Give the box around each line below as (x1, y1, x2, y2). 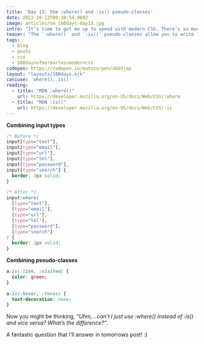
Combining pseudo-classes (6, 257, 78, 264)
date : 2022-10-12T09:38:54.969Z (6, 15, 88, 21)
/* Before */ (6, 133, 39, 140)
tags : (6, 37, 20, 43)
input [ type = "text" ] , (6, 139, 59, 145)
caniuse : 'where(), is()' (6, 76, 72, 83)
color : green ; (12, 274, 47, 280)
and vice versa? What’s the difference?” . (6, 319, 109, 326)
